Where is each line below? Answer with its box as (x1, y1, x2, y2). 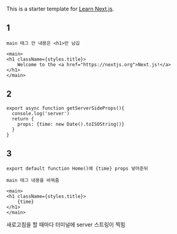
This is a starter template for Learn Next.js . (6, 5, 115, 12)
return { (12, 115, 34, 122)
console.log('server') (12, 110, 70, 117)
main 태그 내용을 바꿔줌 (6, 177, 59, 184)
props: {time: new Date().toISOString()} (17, 121, 124, 127)
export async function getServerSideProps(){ (6, 105, 124, 111)
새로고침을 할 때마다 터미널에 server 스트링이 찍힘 (6, 221, 126, 229)
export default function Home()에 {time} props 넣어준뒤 (6, 166, 148, 172)
